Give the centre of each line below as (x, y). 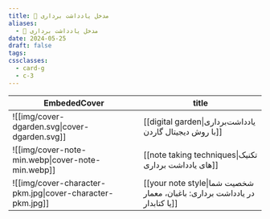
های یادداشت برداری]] (181, 164)
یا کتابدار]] (161, 203)
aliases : (23, 23)
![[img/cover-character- (59, 183)
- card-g (30, 68)
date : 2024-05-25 (37, 38)
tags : (17, 53)
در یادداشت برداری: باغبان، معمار (199, 192)
